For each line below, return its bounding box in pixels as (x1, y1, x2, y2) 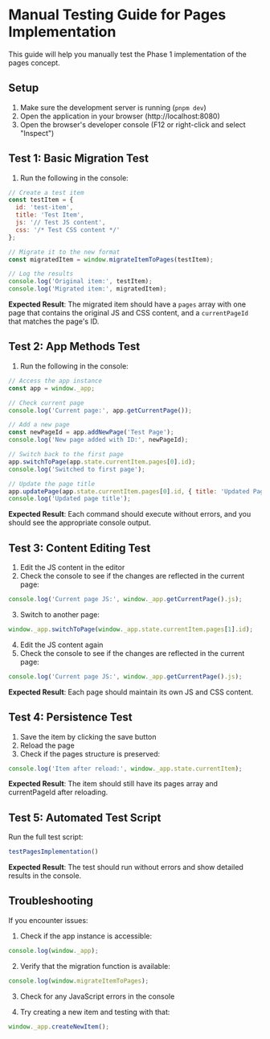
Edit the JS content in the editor (19, 563, 125, 572)
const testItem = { (8, 196, 74, 204)
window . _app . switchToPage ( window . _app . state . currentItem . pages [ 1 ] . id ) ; (8, 625, 253, 633)
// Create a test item (8, 188, 84, 196)
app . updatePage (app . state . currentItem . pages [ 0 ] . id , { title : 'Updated (8, 487, 250, 496)
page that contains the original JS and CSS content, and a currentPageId (8, 308, 249, 318)
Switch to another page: (19, 609, 100, 619)
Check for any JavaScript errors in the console (19, 992, 175, 1001)
